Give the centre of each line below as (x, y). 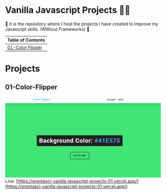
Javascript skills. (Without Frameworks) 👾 (47, 29)
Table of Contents (26, 40)
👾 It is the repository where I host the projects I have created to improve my (82, 24)
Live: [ (12, 181)
